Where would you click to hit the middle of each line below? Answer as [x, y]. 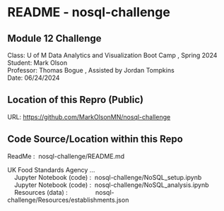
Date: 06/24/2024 [34, 78]
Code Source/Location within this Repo [95, 139]
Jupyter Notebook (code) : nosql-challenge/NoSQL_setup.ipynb [108, 177]
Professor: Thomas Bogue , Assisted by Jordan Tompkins [91, 70]
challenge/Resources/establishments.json [68, 200]
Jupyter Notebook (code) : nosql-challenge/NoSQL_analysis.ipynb [112, 185]
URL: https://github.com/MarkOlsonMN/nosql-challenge [89, 116]
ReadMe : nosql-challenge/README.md [66, 156]
